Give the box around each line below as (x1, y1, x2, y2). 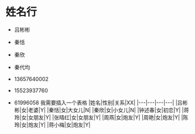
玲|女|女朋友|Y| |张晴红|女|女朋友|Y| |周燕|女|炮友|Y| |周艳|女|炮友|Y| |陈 (14, 113, 188, 121)
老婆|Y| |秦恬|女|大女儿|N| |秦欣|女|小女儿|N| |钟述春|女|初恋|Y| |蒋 (28, 106, 189, 113)
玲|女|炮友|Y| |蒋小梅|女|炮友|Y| (14, 121, 91, 128)
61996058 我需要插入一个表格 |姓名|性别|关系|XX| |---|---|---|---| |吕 (14, 99, 183, 106)
